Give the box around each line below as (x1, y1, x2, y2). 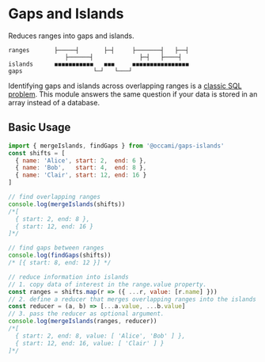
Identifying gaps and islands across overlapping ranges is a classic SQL (8, 81, 243, 90)
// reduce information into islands (8, 272, 129, 281)
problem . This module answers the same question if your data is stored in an (8, 89, 258, 99)
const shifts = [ (8, 149, 66, 157)
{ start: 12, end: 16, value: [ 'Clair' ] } (15, 339, 165, 347)
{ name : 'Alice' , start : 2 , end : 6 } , (15, 156, 147, 165)
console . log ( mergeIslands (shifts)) (8, 200, 126, 208)
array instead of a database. (8, 97, 100, 107)
